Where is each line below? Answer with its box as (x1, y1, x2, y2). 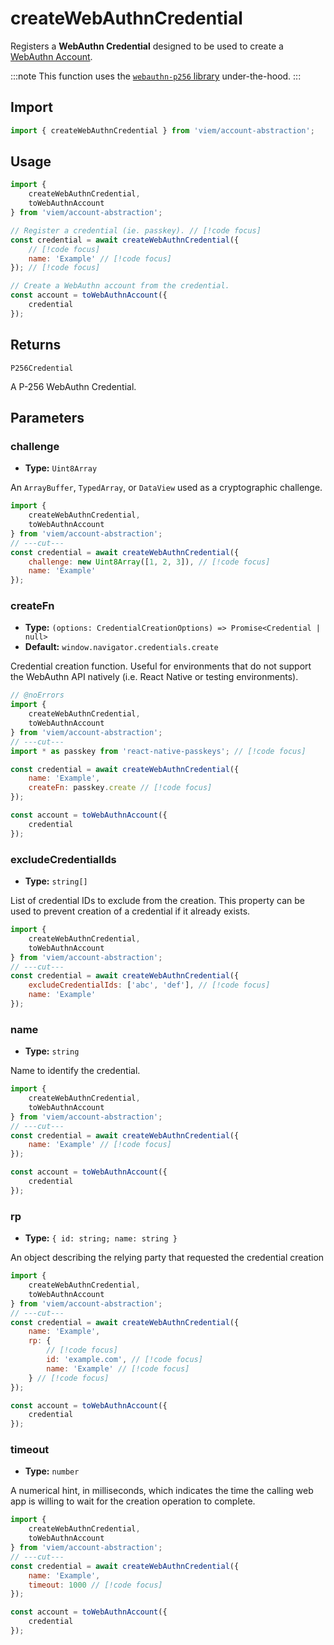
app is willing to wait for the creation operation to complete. (10, 1495, 256, 1507)
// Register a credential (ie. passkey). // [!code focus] (10, 225, 262, 236)
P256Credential (10, 363, 74, 373)
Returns (10, 337, 62, 354)
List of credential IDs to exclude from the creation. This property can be (10, 895, 306, 907)
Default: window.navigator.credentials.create (24, 641, 219, 653)
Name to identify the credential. (10, 1065, 141, 1077)
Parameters (10, 410, 85, 427)
